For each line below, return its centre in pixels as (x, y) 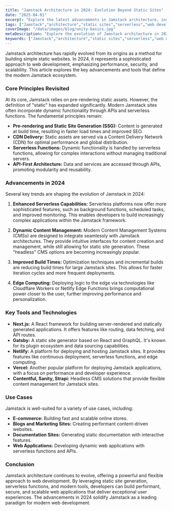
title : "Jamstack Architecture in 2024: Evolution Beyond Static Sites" (84, 10)
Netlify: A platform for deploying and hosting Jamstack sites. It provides (89, 351)
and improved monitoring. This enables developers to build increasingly (88, 215)
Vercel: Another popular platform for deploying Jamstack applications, (87, 367)
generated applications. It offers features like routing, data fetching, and (89, 329)
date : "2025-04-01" (26, 15)
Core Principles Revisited (37, 88)
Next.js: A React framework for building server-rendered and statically (87, 324)
